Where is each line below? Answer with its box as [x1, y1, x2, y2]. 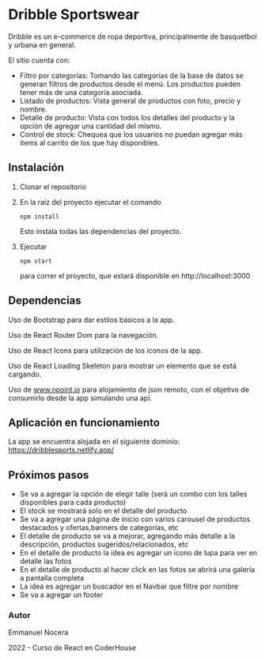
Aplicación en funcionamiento [8, 415, 161, 429]
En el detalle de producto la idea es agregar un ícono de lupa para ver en [19, 548, 258, 558]
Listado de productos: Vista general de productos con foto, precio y [19, 96, 241, 105]
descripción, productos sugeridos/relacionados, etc [19, 540, 189, 549]
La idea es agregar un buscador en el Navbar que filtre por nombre [19, 581, 239, 591]
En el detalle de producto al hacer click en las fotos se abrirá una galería [19, 565, 256, 574]
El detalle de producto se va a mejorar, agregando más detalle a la [19, 532, 236, 541]
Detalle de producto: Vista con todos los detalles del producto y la [19, 112, 235, 122]
